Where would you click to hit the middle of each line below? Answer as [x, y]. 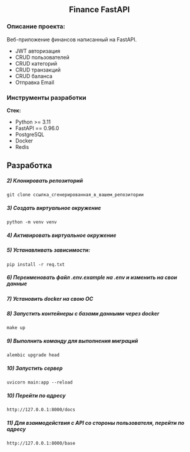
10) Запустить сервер [35, 368]
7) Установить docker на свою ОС [50, 298]
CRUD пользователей [42, 57]
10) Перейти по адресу [36, 395]
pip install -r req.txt [36, 264]
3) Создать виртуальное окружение [54, 208]
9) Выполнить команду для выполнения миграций [72, 341]
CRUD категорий [36, 63]
